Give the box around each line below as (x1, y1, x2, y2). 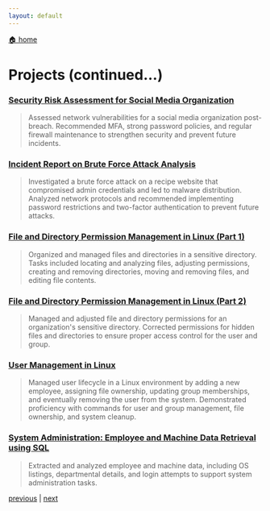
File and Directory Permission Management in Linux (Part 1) (8, 231, 245, 243)
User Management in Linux (8, 359, 116, 371)
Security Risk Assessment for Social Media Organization (8, 94, 235, 106)
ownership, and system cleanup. (27, 412, 137, 422)
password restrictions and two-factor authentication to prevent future (27, 202, 260, 212)
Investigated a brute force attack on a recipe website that (27, 177, 218, 186)
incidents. (27, 139, 61, 148)
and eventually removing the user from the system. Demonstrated (27, 395, 247, 405)
